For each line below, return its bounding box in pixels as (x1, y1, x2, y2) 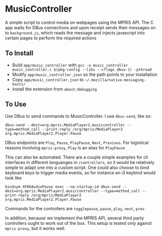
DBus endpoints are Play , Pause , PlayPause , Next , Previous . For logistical (5, 140, 149, 145)
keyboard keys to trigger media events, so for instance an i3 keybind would (5, 169, 156, 176)
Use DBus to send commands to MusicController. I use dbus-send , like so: (5, 113, 152, 119)
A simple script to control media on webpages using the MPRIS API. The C (5, 19, 154, 25)
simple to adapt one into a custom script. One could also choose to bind (5, 164, 149, 170)
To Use (5, 100, 27, 109)
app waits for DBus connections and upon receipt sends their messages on (5, 24, 156, 30)
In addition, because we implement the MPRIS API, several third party (5, 215, 144, 221)
